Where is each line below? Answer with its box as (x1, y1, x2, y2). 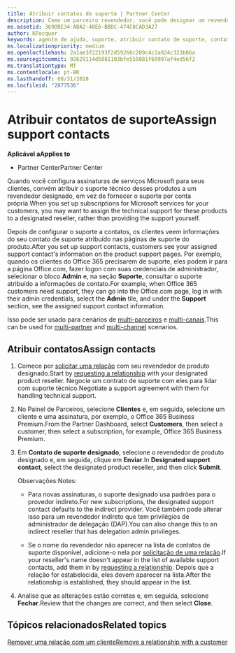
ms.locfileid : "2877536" (7, 82, 80, 89)
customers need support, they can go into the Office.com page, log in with (7, 287, 222, 296)
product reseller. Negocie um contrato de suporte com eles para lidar (17, 377, 218, 385)
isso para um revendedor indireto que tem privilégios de (27, 512, 190, 521)
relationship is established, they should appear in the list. (27, 578, 192, 586)
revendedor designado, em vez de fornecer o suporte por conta (7, 192, 192, 200)
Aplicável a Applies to (7, 150, 71, 158)
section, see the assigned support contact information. (7, 302, 166, 310)
